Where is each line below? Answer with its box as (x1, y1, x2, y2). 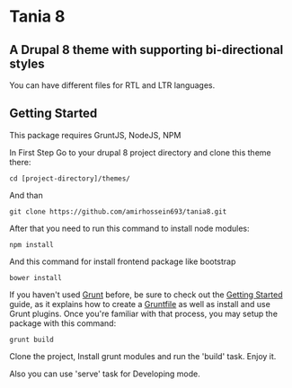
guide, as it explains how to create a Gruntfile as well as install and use (9, 298, 271, 309)
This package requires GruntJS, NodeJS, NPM (9, 129, 181, 140)
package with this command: (9, 317, 117, 329)
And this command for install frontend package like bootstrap (9, 256, 236, 267)
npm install (9, 240, 54, 249)
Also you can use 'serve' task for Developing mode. (9, 368, 200, 379)
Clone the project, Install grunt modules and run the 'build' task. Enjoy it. (9, 350, 277, 361)
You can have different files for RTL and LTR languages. (9, 80, 216, 91)
